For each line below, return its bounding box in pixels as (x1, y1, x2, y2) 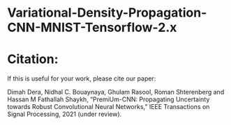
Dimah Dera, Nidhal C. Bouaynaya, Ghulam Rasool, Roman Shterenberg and (7, 88, 225, 97)
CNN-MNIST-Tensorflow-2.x (7, 19, 177, 35)
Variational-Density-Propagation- (7, 5, 207, 21)
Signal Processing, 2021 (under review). (7, 110, 122, 119)
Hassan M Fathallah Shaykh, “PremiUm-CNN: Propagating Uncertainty (7, 95, 210, 103)
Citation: (7, 51, 59, 67)
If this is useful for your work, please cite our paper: (7, 74, 156, 83)
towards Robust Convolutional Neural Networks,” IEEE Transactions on (7, 103, 210, 111)
